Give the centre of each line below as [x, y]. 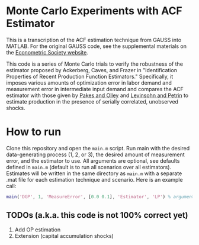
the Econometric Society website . [47, 52]
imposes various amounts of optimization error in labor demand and [89, 83]
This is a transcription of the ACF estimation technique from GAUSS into [94, 40]
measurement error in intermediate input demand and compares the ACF [95, 89]
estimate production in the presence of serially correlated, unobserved [92, 101]
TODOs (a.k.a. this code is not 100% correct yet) [97, 215]
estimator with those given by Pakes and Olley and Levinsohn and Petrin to [97, 95]
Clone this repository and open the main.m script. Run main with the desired [98, 148]
